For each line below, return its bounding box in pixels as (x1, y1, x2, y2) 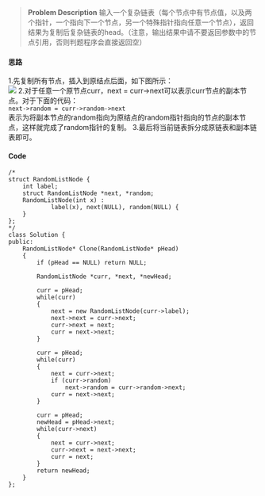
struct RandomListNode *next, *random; (22, 189, 155, 197)
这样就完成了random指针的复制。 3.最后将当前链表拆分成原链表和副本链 (21, 123, 257, 132)
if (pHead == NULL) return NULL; (36, 259, 148, 267)
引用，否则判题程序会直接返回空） (34, 37, 147, 47)
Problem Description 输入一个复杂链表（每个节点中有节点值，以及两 (27, 8, 252, 17)
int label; (22, 182, 59, 191)
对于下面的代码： (21, 96, 78, 105)
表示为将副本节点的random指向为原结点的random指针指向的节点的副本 (8, 113, 240, 122)
